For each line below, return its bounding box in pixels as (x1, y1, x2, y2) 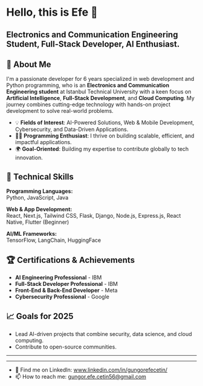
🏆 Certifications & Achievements (6, 255, 135, 265)
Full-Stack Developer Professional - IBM (14, 280, 118, 288)
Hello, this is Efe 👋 (6, 5, 98, 19)
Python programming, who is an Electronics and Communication (6, 81, 170, 89)
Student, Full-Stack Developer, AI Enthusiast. (6, 39, 180, 49)
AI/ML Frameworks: (6, 230, 57, 238)
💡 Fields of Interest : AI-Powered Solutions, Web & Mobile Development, (14, 119, 195, 126)
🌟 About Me (6, 59, 51, 69)
